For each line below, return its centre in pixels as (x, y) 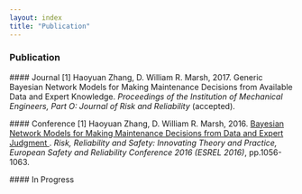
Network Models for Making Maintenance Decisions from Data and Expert (146, 133)
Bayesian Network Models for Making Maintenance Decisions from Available (151, 87)
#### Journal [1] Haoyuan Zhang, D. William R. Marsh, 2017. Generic (136, 77)
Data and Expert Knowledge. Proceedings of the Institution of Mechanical (146, 97)
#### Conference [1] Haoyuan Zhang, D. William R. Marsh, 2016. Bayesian (147, 124)
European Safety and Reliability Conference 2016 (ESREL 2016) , (128, 152)
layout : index (36, 18)
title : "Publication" (50, 26)
